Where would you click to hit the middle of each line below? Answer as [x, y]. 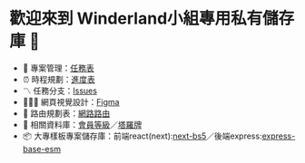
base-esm [42, 149]
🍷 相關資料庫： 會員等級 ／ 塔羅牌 [82, 124]
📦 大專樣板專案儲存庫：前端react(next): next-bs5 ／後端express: [142, 136]
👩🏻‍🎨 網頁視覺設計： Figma [71, 101]
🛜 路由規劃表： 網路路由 [66, 113]
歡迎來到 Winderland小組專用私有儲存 [152, 19]
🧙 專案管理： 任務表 [58, 68]
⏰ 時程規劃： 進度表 [59, 79]
